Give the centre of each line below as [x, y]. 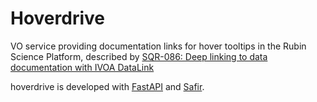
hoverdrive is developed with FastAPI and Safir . [107, 86]
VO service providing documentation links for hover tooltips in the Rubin [158, 46]
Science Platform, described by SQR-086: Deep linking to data [139, 56]
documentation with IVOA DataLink [82, 67]
